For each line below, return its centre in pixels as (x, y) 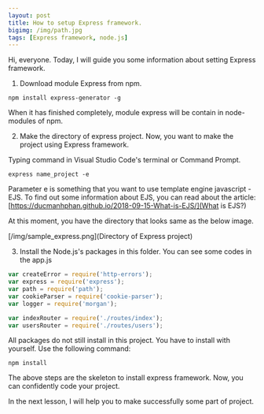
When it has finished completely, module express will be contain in (116, 113)
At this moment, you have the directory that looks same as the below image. (131, 221)
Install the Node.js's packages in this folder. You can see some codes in (136, 252)
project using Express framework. (74, 145)
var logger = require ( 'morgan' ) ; (63, 304)
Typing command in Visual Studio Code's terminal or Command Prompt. (125, 160)
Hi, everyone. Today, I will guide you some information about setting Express (132, 60)
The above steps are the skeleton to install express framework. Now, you (126, 378)
